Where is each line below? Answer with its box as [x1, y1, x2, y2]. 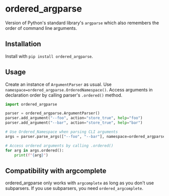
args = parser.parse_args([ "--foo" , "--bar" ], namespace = [5, 134, 129, 139]
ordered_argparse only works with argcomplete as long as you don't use [5, 180, 154, 186]
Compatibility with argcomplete [5, 166, 107, 175]
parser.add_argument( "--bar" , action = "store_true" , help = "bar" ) [5, 120, 143, 125]
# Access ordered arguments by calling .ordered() [5, 143, 114, 148]
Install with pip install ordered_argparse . [5, 53, 93, 59]
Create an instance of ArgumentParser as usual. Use [5, 81, 112, 87]
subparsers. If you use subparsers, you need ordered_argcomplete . [5, 185, 143, 191]
